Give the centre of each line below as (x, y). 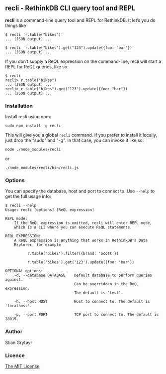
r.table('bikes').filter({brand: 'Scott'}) (73, 254)
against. (14, 280)
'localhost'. (19, 306)
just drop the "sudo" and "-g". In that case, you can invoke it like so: (75, 140)
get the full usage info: (28, 196)
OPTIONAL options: (24, 271)
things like (16, 25)
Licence (15, 355)
